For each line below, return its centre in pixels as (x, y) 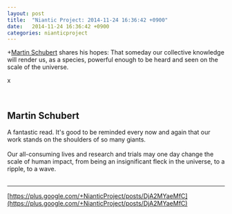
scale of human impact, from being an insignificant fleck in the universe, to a (116, 162)
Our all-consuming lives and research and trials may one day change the (110, 154)
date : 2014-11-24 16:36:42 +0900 (58, 26)
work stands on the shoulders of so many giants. (77, 139)
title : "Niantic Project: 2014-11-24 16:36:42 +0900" (88, 20)
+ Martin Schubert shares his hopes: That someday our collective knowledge (116, 52)
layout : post (26, 13)
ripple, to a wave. (32, 169)
